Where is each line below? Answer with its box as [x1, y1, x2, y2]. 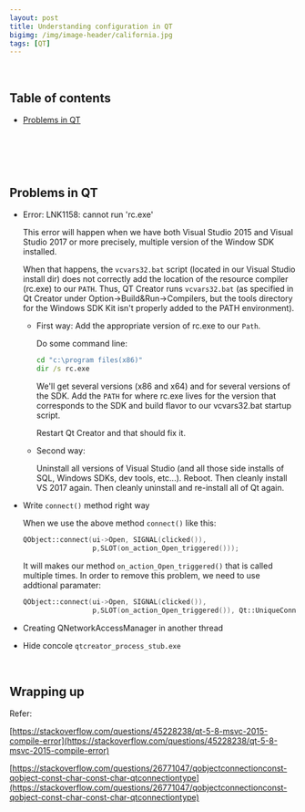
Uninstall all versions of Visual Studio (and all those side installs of [36, 463, 285, 474]
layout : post [9, 13, 59, 23]
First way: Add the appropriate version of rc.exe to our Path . [36, 320, 261, 331]
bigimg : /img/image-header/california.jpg [9, 30, 173, 39]
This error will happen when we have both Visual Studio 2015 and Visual [22, 227, 294, 238]
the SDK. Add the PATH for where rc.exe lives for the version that [36, 390, 276, 401]
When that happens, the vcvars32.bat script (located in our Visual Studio [22, 264, 296, 275]
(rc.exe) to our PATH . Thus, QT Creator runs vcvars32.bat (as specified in [22, 284, 294, 295]
